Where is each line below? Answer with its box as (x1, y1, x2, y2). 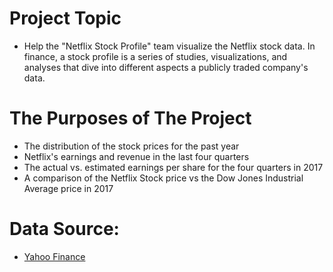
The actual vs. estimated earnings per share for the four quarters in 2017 (23, 161, 324, 173)
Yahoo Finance (23, 250, 86, 262)
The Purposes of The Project (9, 107, 252, 130)
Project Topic (9, 7, 122, 30)
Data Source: (9, 218, 120, 241)
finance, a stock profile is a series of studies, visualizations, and (23, 50, 288, 62)
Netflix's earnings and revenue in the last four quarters (23, 150, 250, 162)
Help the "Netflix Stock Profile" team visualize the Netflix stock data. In (23, 40, 316, 52)
